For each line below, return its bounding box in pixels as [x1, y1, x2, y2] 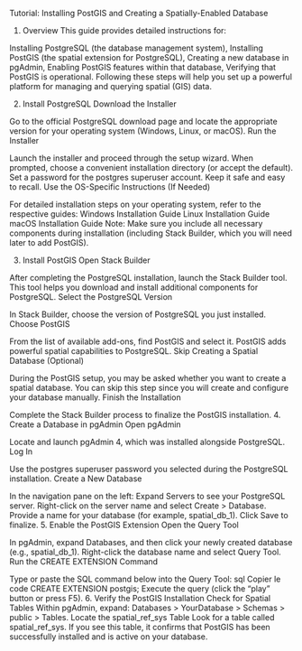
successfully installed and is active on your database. [9, 631, 208, 642]
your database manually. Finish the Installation [9, 392, 182, 403]
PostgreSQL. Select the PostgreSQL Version [9, 292, 173, 302]
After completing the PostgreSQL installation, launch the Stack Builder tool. [9, 273, 288, 283]
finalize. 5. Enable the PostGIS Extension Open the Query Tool [9, 519, 239, 530]
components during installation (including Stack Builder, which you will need [9, 228, 293, 238]
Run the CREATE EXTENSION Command [9, 556, 159, 567]
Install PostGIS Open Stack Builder [22, 255, 151, 265]
